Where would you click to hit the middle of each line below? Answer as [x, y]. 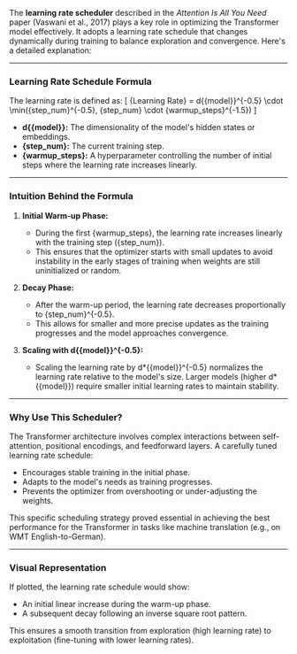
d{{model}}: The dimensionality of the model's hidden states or [138, 127]
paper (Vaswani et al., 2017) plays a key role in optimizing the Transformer [144, 22]
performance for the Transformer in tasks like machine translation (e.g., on [145, 527]
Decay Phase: [48, 288]
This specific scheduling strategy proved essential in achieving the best [140, 518]
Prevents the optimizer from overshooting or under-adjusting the [140, 491]
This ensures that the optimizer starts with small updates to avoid [154, 251]
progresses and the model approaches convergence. [132, 333]
